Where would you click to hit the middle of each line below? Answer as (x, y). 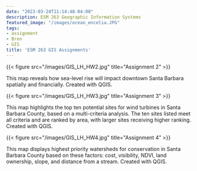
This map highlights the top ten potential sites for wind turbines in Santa (93, 107)
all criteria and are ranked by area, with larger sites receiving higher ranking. (99, 120)
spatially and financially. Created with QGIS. (59, 84)
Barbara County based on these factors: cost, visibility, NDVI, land (86, 155)
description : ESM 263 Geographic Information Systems (74, 17)
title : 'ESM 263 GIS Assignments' (49, 50)
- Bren (14, 39)
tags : (13, 28)
